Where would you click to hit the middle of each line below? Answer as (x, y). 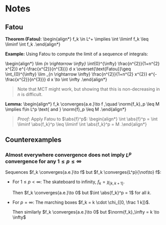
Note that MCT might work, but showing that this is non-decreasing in (88, 89)
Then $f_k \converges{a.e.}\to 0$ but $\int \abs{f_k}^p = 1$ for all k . (82, 193)
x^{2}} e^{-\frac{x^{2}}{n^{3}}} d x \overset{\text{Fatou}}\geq (68, 69)
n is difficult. (30, 94)
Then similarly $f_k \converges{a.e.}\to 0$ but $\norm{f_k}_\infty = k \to (86, 212)
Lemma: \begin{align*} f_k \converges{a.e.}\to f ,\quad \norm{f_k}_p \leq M (82, 104)
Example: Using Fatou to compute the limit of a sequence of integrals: (77, 54)
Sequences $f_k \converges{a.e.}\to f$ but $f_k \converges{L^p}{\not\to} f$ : (83, 172)
